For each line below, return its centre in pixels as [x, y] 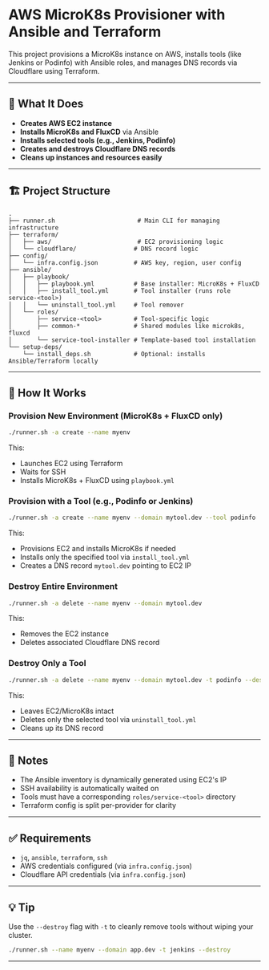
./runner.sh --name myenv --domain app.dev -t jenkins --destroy [119, 950]
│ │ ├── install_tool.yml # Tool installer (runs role [119, 290]
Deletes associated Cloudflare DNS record [90, 643]
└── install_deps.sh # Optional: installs [114, 354]
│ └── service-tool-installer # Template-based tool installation [132, 340]
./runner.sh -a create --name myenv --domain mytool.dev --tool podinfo [132, 518]
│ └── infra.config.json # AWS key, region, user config [125, 262]
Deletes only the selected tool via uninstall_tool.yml [108, 719]
